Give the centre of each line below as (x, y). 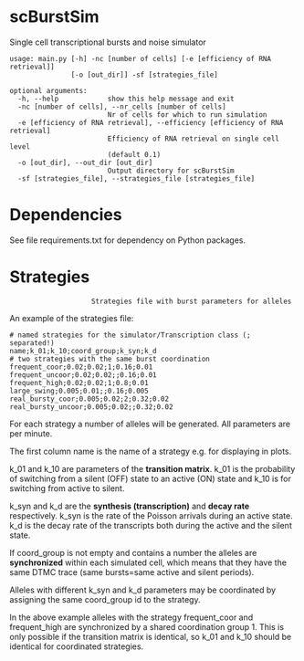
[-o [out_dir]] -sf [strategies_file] (145, 75)
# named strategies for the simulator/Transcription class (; (130, 335)
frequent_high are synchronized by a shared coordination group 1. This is (147, 626)
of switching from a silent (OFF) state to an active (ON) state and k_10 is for (151, 478)
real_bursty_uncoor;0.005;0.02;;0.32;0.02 (91, 407)
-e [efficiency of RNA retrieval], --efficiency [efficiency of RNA (151, 122)
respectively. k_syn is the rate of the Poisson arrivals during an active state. (152, 515)
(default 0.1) (134, 154)
